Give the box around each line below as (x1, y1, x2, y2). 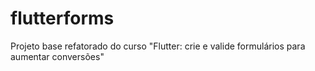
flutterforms (10, 7, 115, 30)
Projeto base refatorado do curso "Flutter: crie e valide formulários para (10, 40, 306, 52)
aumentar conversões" (10, 50, 105, 62)
